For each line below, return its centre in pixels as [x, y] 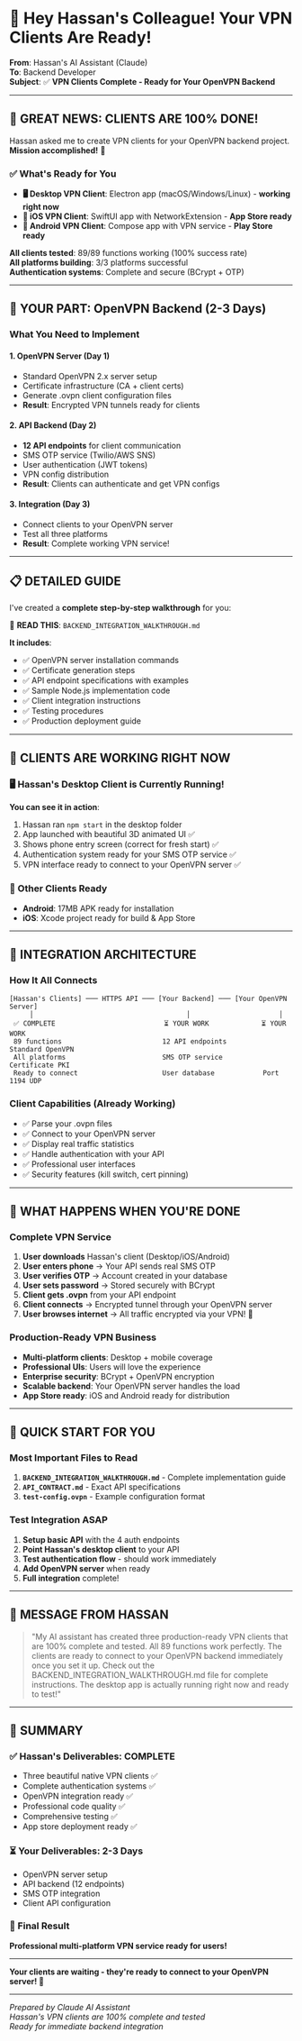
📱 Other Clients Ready [58, 888]
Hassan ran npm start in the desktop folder [102, 825]
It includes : [31, 642]
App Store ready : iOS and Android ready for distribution [126, 1395]
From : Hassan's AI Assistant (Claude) [79, 62]
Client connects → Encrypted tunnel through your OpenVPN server [147, 1305]
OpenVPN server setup [65, 1874]
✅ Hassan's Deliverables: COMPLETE [92, 1756]
